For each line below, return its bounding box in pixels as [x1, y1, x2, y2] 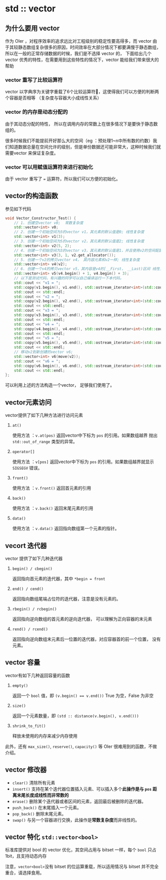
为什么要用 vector [5, 24, 60, 32]
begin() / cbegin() [12, 566, 53, 571]
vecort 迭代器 [5, 542, 47, 550]
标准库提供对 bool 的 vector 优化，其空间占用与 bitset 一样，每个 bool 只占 [5, 847, 157, 853]
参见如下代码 [5, 205, 31, 211]
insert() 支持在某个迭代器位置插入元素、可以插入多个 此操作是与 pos [12, 786, 152, 792]
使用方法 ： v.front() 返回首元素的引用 [12, 485, 91, 491]
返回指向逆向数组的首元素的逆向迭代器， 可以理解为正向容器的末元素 [12, 616, 152, 622]
